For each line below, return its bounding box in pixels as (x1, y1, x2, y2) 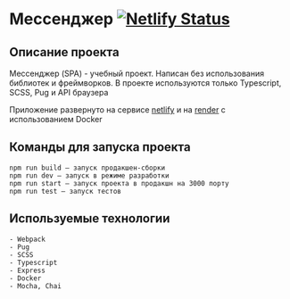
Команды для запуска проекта (9, 139, 191, 155)
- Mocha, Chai (9, 281, 62, 290)
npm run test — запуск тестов (9, 187, 122, 195)
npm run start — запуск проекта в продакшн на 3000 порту (9, 179, 229, 187)
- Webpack (9, 235, 46, 244)
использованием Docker (9, 114, 103, 124)
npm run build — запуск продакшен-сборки (9, 163, 166, 172)
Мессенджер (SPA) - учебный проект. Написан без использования (9, 68, 265, 79)
